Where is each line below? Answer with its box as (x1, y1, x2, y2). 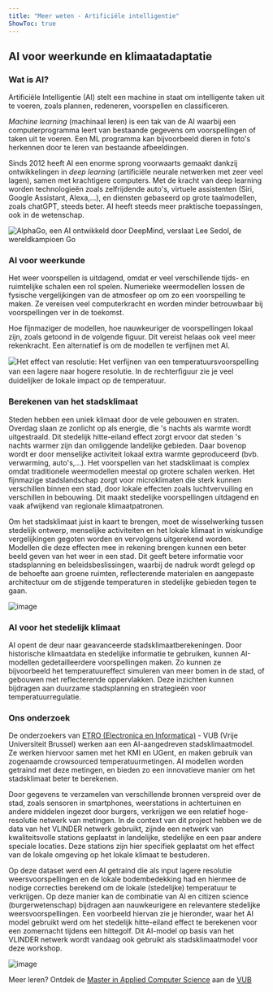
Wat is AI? (8, 74, 49, 85)
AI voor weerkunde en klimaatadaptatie (8, 50, 213, 63)
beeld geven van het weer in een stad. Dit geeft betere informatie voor (8, 551, 244, 561)
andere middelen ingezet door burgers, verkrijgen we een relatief (8, 807, 227, 817)
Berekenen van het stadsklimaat (8, 396, 138, 407)
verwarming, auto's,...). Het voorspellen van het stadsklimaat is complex (8, 457, 250, 467)
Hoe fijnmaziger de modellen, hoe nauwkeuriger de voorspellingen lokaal (8, 323, 253, 333)
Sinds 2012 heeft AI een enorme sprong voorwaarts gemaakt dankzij (8, 158, 238, 168)
